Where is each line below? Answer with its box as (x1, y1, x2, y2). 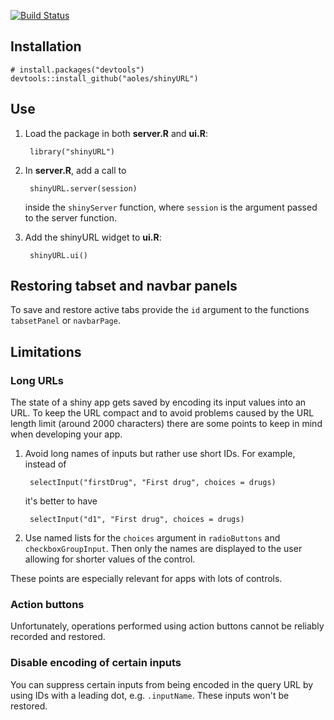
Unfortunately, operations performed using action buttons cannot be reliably (10, 620, 325, 632)
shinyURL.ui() (29, 250, 89, 260)
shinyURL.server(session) (29, 183, 138, 194)
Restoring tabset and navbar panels (10, 278, 238, 295)
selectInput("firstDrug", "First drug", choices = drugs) (29, 478, 277, 488)
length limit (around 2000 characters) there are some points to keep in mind (10, 418, 323, 430)
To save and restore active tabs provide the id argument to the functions (10, 304, 310, 316)
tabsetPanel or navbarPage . (10, 315, 121, 327)
